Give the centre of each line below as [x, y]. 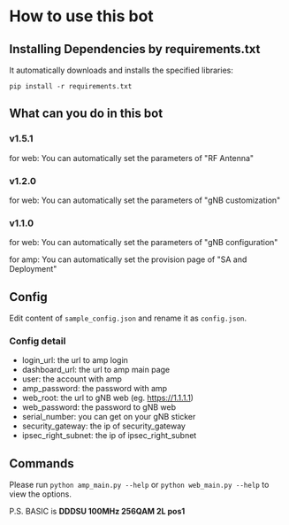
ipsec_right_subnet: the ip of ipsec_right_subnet [109, 436]
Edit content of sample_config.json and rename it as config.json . [128, 318]
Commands [42, 463]
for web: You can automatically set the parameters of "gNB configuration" [144, 243]
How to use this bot [82, 16]
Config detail [38, 341]
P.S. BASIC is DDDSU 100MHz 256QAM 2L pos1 [97, 512]
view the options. [41, 494]
